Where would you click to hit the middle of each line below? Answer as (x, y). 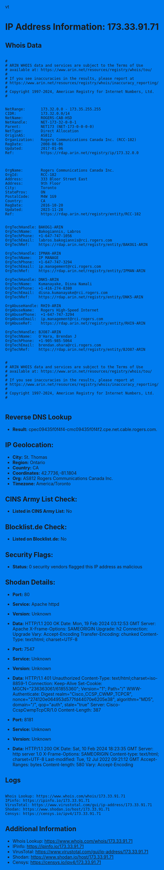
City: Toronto (31, 188)
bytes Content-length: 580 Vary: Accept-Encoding (82, 764)
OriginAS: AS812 (29, 135)
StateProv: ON (25, 192)
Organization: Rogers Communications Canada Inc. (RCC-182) (71, 140)
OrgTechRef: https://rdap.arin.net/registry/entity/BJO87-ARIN (75, 350)
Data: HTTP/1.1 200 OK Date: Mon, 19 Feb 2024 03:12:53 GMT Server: (84, 623)
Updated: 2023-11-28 (34, 210)
